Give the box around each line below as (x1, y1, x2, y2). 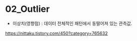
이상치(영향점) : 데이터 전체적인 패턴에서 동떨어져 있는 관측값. (12, 20, 132, 26)
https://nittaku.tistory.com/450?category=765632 (5, 30, 108, 36)
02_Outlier (5, 3, 50, 15)
